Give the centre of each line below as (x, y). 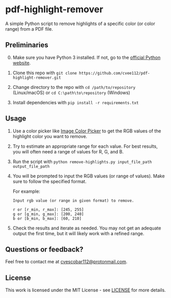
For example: (26, 191)
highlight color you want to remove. (50, 136)
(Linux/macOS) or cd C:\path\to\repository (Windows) (71, 93)
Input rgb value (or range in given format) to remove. (73, 200)
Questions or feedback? (44, 249)
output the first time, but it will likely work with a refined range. (78, 233)
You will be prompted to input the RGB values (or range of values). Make (89, 176)
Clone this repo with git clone (45, 73)
